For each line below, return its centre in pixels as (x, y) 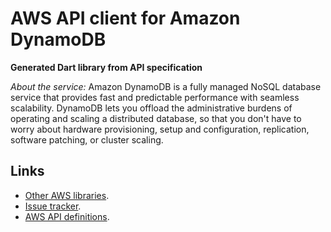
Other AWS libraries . (67, 195)
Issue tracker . (53, 206)
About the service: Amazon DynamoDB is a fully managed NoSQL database (166, 86)
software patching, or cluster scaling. (87, 139)
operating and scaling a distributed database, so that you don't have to (156, 118)
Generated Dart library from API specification (106, 67)
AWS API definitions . (67, 216)
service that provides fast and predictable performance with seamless (155, 97)
